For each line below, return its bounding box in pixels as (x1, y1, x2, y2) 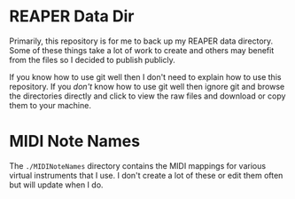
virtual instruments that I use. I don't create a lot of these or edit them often (9, 170, 283, 180)
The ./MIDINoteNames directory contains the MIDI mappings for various (9, 160, 267, 171)
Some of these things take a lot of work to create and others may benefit (9, 44, 275, 55)
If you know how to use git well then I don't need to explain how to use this (9, 71, 282, 82)
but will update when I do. (9, 179, 104, 190)
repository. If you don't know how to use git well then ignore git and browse (9, 81, 285, 92)
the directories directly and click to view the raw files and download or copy (9, 91, 286, 101)
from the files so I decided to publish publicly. (9, 54, 175, 65)
